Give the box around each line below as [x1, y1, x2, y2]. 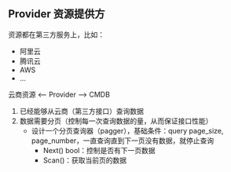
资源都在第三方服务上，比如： [8, 30, 104, 39]
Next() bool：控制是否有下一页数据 [42, 145, 156, 155]
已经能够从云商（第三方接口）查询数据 [19, 106, 144, 115]
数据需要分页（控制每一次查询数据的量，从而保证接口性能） [19, 116, 213, 126]
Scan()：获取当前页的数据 [42, 156, 127, 165]
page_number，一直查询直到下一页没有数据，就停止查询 [31, 136, 214, 145]
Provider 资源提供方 [8, 7, 105, 21]
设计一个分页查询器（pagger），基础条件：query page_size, [31, 126, 224, 135]
